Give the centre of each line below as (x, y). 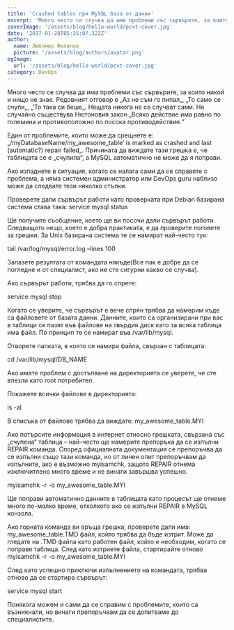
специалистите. (31, 619)
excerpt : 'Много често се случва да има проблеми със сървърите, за (109, 20)
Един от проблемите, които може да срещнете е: (80, 135)
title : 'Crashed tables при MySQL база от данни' (81, 14)
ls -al (15, 407)
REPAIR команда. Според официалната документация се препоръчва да (115, 449)
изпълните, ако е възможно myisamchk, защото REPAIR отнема (101, 464)
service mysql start (35, 591)
